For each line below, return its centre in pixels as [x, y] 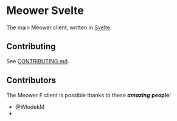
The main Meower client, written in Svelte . [59, 27]
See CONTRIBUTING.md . [38, 61]
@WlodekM [29, 106]
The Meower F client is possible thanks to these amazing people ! [89, 95]
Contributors [31, 81]
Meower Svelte [45, 11]
